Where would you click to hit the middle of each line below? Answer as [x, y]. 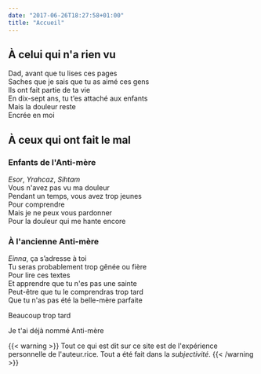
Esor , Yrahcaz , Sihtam [44, 179]
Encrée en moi [31, 115]
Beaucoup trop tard [40, 316]
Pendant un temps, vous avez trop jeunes [75, 196]
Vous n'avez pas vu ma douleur [59, 188]
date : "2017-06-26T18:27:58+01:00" [66, 15]
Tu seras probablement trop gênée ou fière [78, 267]
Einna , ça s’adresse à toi [47, 258]
